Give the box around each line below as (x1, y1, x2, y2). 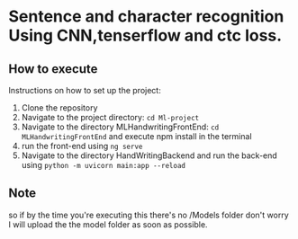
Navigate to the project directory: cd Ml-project (21, 112, 200, 122)
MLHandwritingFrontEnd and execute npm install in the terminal (21, 131, 253, 141)
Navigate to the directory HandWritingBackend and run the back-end (21, 150, 278, 161)
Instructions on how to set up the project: (8, 85, 161, 95)
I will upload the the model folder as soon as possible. (8, 218, 208, 230)
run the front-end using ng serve (21, 141, 143, 151)
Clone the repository (21, 102, 98, 113)
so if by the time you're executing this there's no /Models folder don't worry (8, 209, 289, 220)
